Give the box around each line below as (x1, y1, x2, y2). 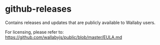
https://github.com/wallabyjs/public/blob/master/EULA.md (5, 34, 122, 40)
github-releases (5, 3, 72, 15)
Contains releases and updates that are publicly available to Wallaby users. (5, 20, 156, 25)
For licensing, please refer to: (5, 29, 64, 35)
